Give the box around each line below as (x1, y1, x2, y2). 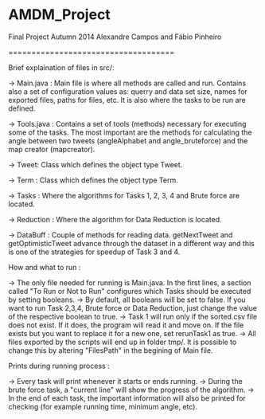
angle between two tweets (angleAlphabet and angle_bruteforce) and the (8, 135, 248, 145)
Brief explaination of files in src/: (8, 62, 115, 72)
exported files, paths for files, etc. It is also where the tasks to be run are (8, 95, 247, 104)
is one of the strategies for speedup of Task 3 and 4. (8, 247, 181, 256)
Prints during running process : (8, 361, 110, 370)
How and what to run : (8, 262, 81, 272)
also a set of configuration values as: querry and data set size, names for (8, 86, 248, 96)
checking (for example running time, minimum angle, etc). (8, 401, 197, 411)
